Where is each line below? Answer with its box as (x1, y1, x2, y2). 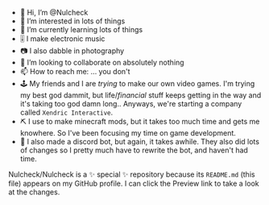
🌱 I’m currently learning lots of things (19, 25, 143, 34)
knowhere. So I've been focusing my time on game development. (19, 128, 236, 137)
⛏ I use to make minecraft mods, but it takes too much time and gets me (19, 117, 260, 126)
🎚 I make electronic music (19, 34, 106, 44)
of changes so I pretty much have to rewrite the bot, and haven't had (19, 145, 248, 155)
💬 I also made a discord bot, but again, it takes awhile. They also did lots (19, 137, 260, 146)
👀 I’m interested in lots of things (19, 16, 126, 26)
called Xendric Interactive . (19, 107, 114, 117)
